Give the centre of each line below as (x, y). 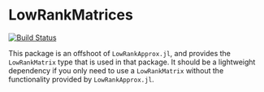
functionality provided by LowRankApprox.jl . (81, 79)
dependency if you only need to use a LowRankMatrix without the (116, 70)
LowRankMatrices (71, 15)
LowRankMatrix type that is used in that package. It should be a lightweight (132, 62)
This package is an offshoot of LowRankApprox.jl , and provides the (120, 53)
